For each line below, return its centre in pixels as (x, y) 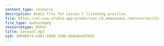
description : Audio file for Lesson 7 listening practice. (66, 14)
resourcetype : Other (26, 27)
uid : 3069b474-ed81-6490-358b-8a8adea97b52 (50, 36)
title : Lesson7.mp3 (25, 32)
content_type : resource (29, 9)
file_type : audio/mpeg (28, 23)
